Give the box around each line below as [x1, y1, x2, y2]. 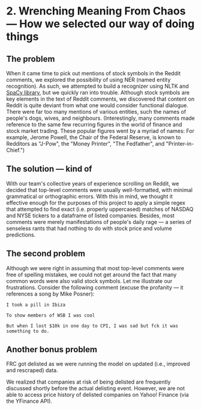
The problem [6, 54, 55, 64]
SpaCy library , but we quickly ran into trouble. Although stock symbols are [6, 89, 190, 96]
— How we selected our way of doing [6, 17, 195, 31]
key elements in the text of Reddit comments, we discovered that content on [6, 95, 195, 102]
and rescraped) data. [6, 367, 58, 374]
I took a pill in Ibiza [6, 302, 66, 308]
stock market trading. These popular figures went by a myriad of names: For [6, 128, 195, 134]
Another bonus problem [6, 344, 98, 355]
